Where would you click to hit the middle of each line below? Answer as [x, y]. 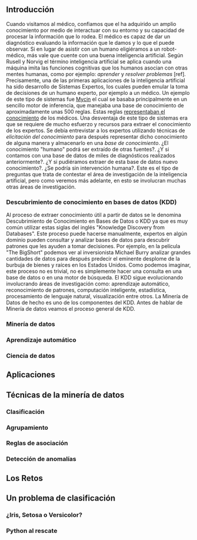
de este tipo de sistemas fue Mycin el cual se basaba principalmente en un [96, 99]
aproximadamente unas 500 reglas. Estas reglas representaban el [86, 111]
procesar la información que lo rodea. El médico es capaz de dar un [88, 36]
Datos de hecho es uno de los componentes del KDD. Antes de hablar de [94, 302]
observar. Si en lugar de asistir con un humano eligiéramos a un [83, 49]
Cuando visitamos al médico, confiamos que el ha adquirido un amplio [91, 24]
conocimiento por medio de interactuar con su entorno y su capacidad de [95, 30]
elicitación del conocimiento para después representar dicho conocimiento [97, 136]
